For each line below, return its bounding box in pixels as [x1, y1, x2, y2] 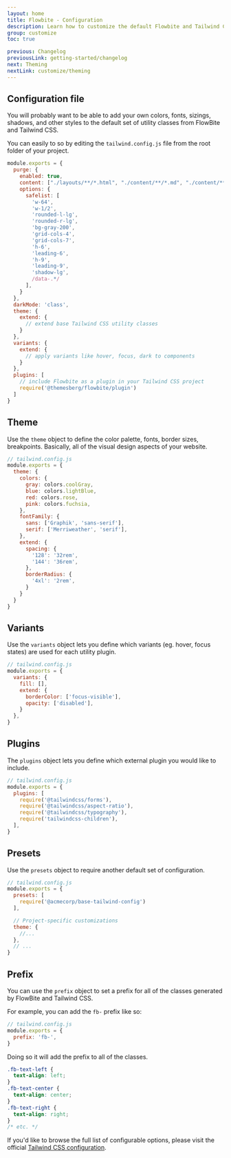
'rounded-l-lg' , [32, 211, 78, 218]
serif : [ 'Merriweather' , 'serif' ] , [25, 526, 128, 533]
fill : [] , [19, 680, 48, 687]
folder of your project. [7, 146, 69, 155]
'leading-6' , [32, 250, 69, 257]
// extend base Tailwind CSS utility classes [25, 320, 158, 328]
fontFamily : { [19, 513, 60, 520]
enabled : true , [19, 173, 63, 180]
